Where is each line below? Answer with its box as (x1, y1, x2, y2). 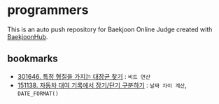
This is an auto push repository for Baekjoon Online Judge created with (7, 25, 213, 34)
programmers (7, 2, 89, 18)
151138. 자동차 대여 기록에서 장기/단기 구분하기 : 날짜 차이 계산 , (17, 81, 187, 89)
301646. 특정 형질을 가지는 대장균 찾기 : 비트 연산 (17, 72, 150, 80)
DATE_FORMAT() (17, 90, 59, 97)
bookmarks (7, 53, 58, 65)
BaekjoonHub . (7, 32, 48, 40)
